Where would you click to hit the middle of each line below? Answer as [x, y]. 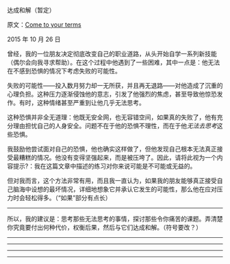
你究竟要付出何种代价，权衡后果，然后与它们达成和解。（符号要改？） [104, 227]
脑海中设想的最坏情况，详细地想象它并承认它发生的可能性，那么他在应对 [115, 189]
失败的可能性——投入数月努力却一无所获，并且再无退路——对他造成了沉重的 [115, 85]
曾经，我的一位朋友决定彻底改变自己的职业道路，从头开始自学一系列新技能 [112, 54]
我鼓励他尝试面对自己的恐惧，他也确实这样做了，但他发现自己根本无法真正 [112, 149]
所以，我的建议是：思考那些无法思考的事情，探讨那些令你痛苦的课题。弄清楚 [115, 219]
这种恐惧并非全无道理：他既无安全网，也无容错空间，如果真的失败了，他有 [112, 117]
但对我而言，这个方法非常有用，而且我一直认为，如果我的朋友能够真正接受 [112, 181]
